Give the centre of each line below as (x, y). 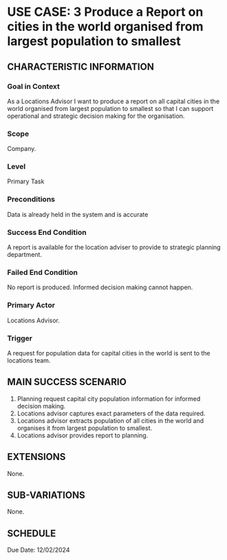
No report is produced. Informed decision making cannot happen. (100, 287)
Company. (22, 149)
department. (25, 255)
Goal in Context (34, 86)
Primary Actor (31, 305)
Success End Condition (47, 232)
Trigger (20, 338)
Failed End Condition (42, 272)
